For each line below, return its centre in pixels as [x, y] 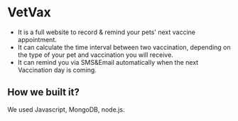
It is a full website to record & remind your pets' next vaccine [106, 32]
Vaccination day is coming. [57, 70]
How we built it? [43, 92]
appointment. [37, 39]
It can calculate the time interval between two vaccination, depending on [124, 47]
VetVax [29, 12]
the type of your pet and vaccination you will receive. [96, 55]
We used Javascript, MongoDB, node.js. [66, 109]
